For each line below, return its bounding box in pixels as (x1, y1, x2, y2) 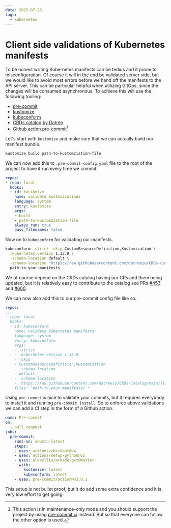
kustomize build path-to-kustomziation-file (5, 151, 101, 156)
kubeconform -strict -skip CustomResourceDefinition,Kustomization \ (5, 246, 156, 252)
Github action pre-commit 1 (12, 125, 69, 132)
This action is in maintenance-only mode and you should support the (12, 506, 157, 512)
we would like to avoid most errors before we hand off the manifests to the (5, 77, 161, 83)
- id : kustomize (10, 189, 44, 195)
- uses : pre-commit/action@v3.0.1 (14, 477, 88, 482)
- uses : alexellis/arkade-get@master (14, 458, 95, 463)
